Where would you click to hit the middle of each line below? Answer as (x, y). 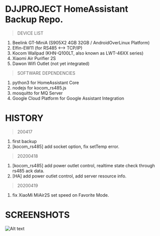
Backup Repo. (34, 19)
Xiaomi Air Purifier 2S (34, 58)
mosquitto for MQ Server (37, 93)
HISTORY (24, 118)
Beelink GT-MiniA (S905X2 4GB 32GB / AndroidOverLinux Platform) (81, 42)
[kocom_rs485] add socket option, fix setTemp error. (66, 147)
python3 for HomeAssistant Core (46, 83)
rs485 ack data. (28, 171)
